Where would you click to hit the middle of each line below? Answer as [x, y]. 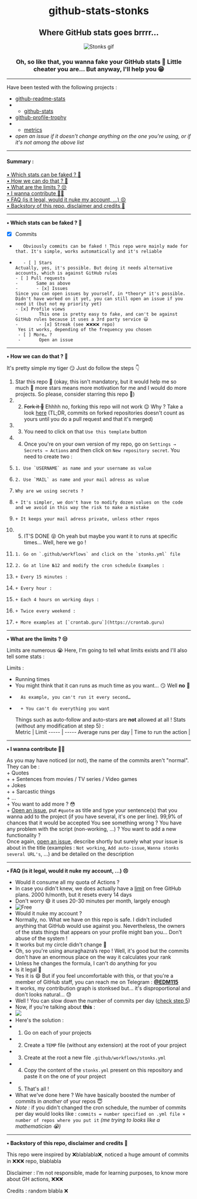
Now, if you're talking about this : [55, 1007]
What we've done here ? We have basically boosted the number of [95, 1095]
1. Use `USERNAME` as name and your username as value [83, 468]
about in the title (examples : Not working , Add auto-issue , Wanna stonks [93, 847]
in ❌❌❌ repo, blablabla [34, 1161]
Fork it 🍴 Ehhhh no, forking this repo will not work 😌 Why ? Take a [103, 406]
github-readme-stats [40, 99]
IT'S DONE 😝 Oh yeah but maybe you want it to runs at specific [101, 536]
